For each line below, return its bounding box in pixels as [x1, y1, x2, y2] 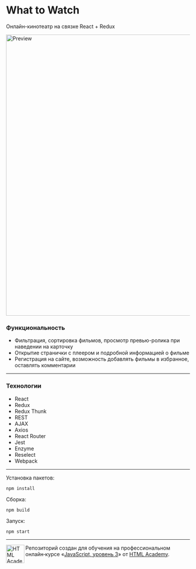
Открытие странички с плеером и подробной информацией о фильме [14, 349, 190, 357]
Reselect [14, 451, 36, 458]
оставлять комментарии [14, 362, 76, 369]
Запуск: [6, 517, 25, 524]
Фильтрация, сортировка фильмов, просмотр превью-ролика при [14, 337, 180, 344]
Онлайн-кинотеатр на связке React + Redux [6, 23, 116, 30]
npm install [6, 485, 35, 491]
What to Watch [6, 4, 80, 17]
